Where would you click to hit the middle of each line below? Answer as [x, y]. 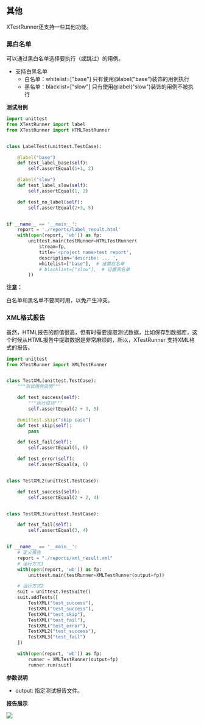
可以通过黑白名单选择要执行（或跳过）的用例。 [65, 58]
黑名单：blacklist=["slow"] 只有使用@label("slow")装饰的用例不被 [106, 87]
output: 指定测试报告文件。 [49, 690]
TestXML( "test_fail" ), [57, 620]
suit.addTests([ [38, 598]
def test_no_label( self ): [50, 202]
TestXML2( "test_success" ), [62, 631]
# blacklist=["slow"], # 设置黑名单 [84, 269]
